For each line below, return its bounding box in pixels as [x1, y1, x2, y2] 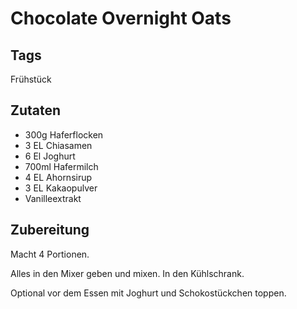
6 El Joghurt [24, 150, 76, 162]
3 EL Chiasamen [24, 139, 93, 151]
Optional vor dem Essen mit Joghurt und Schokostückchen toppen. [10, 287, 287, 299]
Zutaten [10, 102, 62, 119]
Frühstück [10, 73, 52, 85]
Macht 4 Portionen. [10, 248, 90, 260]
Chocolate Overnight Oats [10, 7, 232, 30]
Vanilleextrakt [24, 192, 82, 204]
